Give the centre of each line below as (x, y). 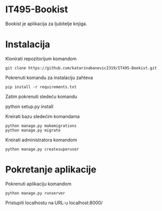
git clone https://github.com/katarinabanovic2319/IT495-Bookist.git (81, 68)
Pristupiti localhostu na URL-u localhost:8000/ (54, 203)
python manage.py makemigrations (41, 126)
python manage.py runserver (35, 193)
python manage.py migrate (33, 130)
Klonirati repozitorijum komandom (41, 59)
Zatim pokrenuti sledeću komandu (42, 97)
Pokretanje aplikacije (51, 170)
